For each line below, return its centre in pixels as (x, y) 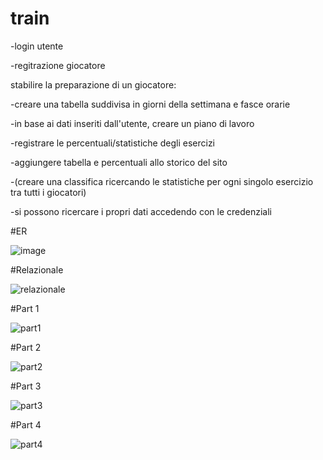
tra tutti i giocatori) (48, 192)
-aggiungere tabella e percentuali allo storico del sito (119, 162)
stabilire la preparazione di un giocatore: (93, 84)
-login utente (37, 46)
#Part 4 (26, 424)
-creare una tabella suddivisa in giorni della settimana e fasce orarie (150, 104)
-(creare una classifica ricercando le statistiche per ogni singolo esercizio (162, 181)
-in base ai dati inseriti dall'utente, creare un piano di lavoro (132, 123)
